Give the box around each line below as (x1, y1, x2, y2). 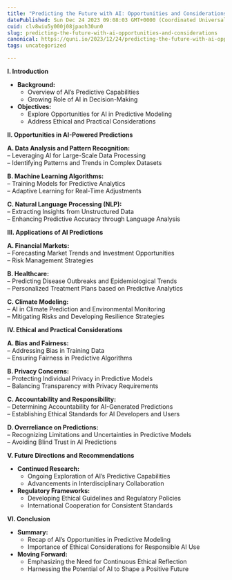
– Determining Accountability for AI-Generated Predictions (7, 403, 173, 411)
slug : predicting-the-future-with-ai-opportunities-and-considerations (7, 29, 217, 37)
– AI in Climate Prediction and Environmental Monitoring (7, 305, 166, 313)
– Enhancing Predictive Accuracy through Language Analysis (7, 215, 181, 223)
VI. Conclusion (7, 515, 50, 523)
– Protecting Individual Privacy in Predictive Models (7, 374, 153, 383)
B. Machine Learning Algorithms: (7, 172, 104, 180)
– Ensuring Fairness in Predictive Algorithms (7, 354, 133, 362)
